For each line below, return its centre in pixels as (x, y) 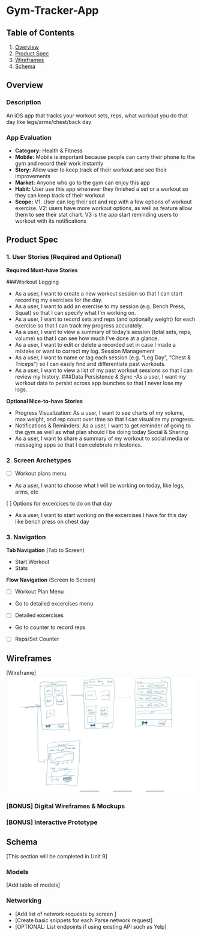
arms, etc (27, 492)
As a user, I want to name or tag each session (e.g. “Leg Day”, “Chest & (103, 357)
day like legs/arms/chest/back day (49, 122)
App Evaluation (29, 137)
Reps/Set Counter (37, 639)
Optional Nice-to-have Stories (44, 401)
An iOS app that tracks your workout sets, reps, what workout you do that (97, 116)
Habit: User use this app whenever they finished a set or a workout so (102, 189)
